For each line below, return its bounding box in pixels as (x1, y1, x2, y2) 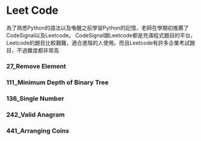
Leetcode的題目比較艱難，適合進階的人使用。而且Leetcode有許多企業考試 (6, 39, 190, 46)
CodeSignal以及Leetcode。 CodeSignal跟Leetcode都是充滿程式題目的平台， (6, 31, 196, 39)
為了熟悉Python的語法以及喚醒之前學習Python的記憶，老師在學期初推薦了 (6, 24, 190, 31)
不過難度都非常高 (16, 46, 59, 54)
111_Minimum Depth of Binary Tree (6, 78, 109, 86)
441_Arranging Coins (6, 127, 69, 135)
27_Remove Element (6, 62, 66, 70)
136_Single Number (6, 94, 64, 103)
